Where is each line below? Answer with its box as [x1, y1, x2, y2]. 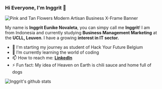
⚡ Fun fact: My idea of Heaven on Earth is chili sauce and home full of [12, 62, 152, 68]
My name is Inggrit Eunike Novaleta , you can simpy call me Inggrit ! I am [5, 25, 150, 30]
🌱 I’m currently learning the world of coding [12, 49, 99, 55]
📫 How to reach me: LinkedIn [12, 55, 73, 61]
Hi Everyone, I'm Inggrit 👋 [5, 4, 66, 11]
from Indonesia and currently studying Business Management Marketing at [5, 30, 157, 36]
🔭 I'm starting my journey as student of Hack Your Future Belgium [12, 44, 143, 50]
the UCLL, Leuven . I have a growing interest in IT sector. [5, 35, 119, 41]
